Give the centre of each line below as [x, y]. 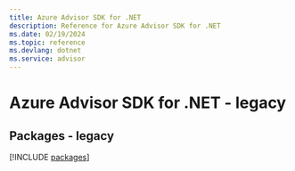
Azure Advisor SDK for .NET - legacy [148, 103]
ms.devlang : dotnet [45, 51]
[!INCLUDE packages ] [49, 157]
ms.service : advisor [48, 59]
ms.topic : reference [48, 42]
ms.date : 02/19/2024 [48, 34]
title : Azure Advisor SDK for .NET [75, 17]
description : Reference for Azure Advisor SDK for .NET [115, 26]
